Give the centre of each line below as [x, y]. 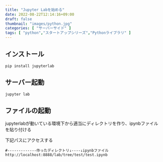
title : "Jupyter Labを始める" [35, 10]
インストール [25, 54]
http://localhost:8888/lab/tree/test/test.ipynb [56, 155]
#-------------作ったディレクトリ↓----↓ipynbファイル [57, 151]
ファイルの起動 [28, 111]
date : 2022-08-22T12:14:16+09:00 [40, 14]
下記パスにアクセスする [29, 140]
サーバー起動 [25, 82]
